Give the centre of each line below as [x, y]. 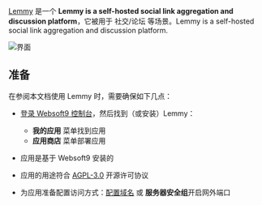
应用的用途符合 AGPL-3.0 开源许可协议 [84, 175]
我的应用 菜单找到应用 [69, 130]
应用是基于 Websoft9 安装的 [67, 158]
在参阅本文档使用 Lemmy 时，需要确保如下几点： [90, 96]
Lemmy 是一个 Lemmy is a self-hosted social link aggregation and [121, 11]
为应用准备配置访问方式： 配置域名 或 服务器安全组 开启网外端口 [125, 192]
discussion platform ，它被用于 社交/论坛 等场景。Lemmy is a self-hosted [131, 21]
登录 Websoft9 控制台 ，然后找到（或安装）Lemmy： [107, 113]
